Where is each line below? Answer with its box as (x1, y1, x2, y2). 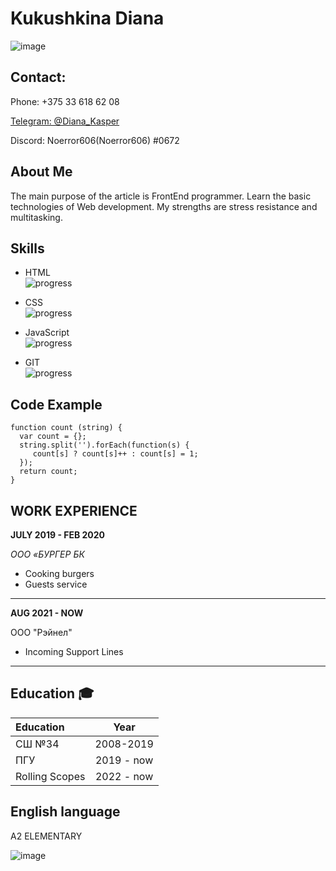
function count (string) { (10, 423, 123, 433)
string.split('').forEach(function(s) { (19, 440, 190, 451)
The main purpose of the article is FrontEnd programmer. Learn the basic (10, 190, 312, 202)
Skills (10, 240, 45, 257)
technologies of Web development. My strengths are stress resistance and (10, 200, 318, 212)
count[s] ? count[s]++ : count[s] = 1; (32, 449, 199, 459)
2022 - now (94, 769, 154, 783)
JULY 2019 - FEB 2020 (10, 529, 106, 541)
